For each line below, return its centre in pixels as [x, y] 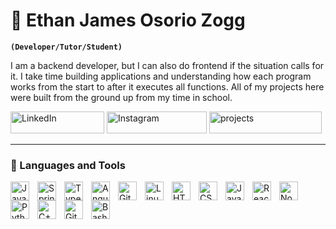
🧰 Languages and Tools [68, 165]
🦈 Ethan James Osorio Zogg [128, 20]
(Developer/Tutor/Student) [66, 47]
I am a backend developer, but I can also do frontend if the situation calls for [167, 65]
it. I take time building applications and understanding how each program [161, 76]
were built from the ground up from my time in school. [121, 97]
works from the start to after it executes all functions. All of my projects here [167, 86]
